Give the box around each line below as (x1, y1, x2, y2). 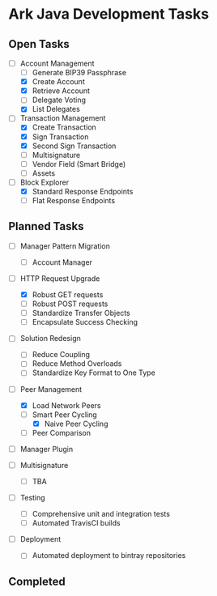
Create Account (32, 77, 85, 87)
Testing (19, 493, 46, 502)
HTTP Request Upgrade (19, 273, 100, 283)
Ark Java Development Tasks (8, 5, 209, 23)
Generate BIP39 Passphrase (32, 68, 127, 78)
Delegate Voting (32, 95, 87, 105)
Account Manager (32, 257, 93, 267)
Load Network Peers (32, 400, 101, 410)
